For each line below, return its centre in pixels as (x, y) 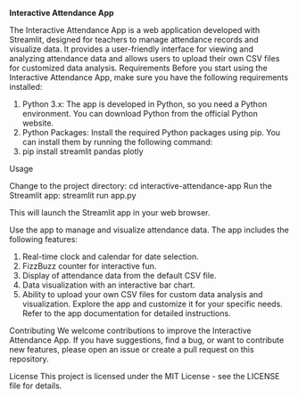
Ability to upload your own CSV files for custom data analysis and (142, 294)
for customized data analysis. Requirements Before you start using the (138, 68)
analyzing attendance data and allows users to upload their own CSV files (145, 58)
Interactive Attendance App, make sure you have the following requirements (149, 77)
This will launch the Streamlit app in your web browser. (110, 212)
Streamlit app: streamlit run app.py (73, 195)
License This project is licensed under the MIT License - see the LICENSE (145, 376)
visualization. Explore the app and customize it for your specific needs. (152, 304)
